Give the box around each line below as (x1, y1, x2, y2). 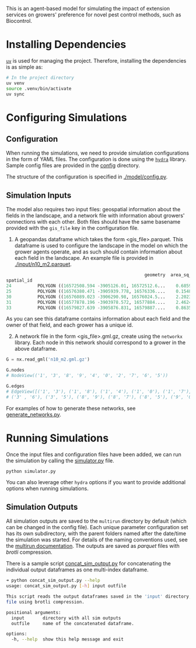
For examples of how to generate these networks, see (6, 404, 136, 412)
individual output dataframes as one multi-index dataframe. (6, 566, 149, 573)
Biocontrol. (6, 18, 33, 24)
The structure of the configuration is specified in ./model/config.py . (6, 173, 168, 180)
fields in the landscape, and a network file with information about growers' (6, 212, 185, 219)
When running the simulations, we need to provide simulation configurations (6, 149, 190, 157)
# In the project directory (6, 74, 75, 81)
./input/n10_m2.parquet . (14, 260, 72, 268)
